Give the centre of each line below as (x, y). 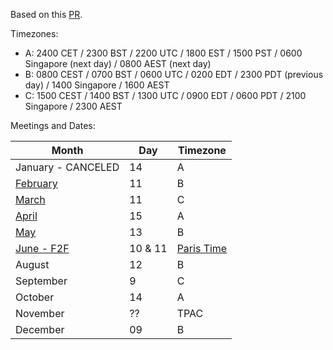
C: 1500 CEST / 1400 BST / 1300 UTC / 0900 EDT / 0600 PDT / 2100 (165, 95)
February (36, 183)
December (40, 329)
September (41, 281)
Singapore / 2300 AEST (73, 106)
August (32, 264)
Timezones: (34, 33)
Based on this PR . (46, 14)
